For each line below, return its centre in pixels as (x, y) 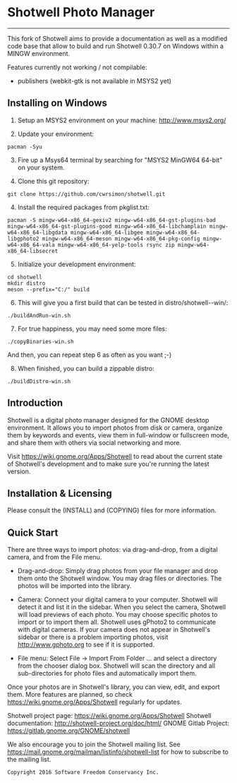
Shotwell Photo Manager (81, 12)
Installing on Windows (57, 103)
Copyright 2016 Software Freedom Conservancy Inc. (83, 772)
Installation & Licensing (60, 493)
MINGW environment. (39, 53)
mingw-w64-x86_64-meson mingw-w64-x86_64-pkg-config (121, 239)
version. (19, 471)
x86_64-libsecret (33, 251)
